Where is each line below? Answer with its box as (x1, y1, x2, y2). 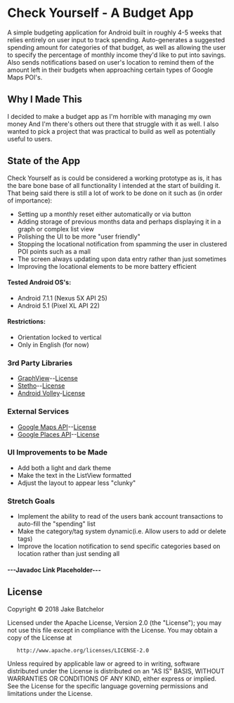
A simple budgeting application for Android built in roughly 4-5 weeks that (7, 28, 222, 37)
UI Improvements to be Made (7, 448, 108, 457)
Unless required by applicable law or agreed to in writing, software (7, 659, 200, 668)
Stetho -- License (17, 381, 65, 390)
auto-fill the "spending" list (17, 519, 96, 528)
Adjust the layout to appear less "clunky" (17, 479, 136, 487)
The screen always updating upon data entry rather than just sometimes (17, 255, 227, 263)
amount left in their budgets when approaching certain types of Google (7, 65, 213, 74)
